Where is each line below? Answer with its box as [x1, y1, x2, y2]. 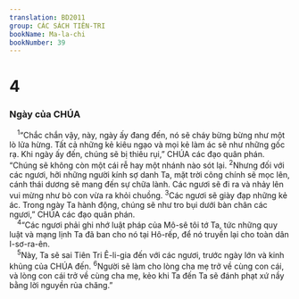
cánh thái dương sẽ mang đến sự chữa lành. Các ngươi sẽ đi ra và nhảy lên [9, 179, 284, 190]
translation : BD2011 [9, 12, 87, 22]
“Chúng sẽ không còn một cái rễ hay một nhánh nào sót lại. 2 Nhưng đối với [9, 158, 285, 170]
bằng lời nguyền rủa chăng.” [9, 279, 113, 290]
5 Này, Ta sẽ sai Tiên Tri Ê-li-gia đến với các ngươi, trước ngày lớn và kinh [17, 248, 285, 261]
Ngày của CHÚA [9, 108, 81, 120]
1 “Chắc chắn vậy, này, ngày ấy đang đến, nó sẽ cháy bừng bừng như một [17, 129, 286, 141]
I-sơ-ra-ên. [9, 238, 51, 250]
